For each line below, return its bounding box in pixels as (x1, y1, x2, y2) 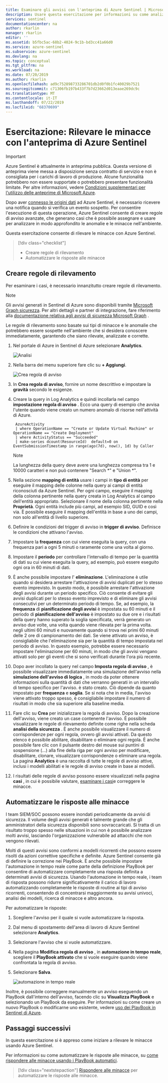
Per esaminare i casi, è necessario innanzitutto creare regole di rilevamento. (5, 283, 162, 289)
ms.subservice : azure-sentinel (5, 49, 71, 54)
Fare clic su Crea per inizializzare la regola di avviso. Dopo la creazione (12, 710, 160, 716)
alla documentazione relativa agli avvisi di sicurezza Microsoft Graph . (5, 313, 149, 319)
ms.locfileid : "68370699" (5, 105, 59, 110)
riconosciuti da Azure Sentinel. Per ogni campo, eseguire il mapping (12, 487, 153, 493)
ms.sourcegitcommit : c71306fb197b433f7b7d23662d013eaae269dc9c (5, 86, 140, 91)
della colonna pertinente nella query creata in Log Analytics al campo (12, 493, 156, 499)
